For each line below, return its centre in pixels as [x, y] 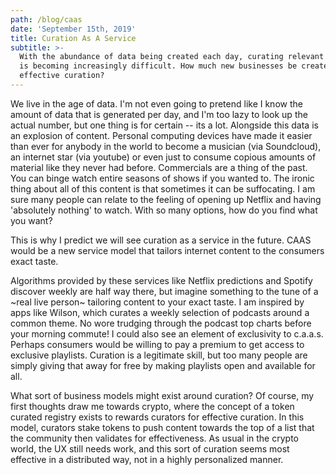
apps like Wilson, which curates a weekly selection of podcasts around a [160, 312]
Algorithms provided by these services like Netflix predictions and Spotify [161, 280]
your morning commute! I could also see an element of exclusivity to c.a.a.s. [167, 333]
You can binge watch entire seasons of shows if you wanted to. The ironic [162, 178]
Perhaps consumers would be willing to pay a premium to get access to [157, 344]
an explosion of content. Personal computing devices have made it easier [161, 135]
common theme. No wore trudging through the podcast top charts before [161, 323]
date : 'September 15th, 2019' [73, 29]
